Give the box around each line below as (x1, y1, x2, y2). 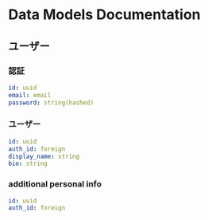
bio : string (8, 159, 48, 168)
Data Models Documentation (8, 6, 201, 24)
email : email (8, 91, 52, 99)
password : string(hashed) (8, 98, 94, 107)
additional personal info (8, 179, 102, 190)
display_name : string (8, 152, 80, 160)
